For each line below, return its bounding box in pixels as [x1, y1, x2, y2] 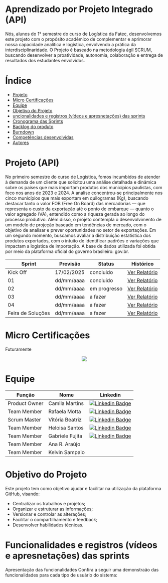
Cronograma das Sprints [12, 118, 64, 124]
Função [17, 391, 35, 398]
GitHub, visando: [5, 491, 40, 497]
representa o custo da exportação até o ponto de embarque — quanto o [5, 206, 154, 212]
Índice [5, 75, 32, 86]
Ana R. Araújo [48, 441, 81, 448]
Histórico [131, 260, 154, 267]
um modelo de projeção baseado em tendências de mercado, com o [5, 222, 147, 228]
